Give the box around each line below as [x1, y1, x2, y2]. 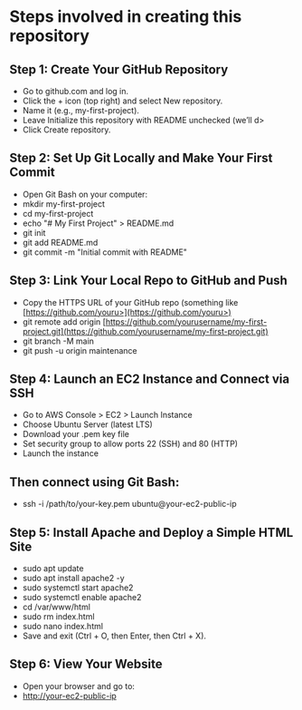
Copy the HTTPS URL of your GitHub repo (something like [22, 297, 239, 307]
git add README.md [22, 237, 99, 248]
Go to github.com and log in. [22, 86, 129, 96]
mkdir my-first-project [22, 198, 106, 209]
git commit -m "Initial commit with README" [22, 247, 188, 258]
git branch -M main [22, 336, 95, 346]
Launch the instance [22, 448, 99, 459]
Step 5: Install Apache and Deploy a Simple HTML [9, 524, 294, 540]
